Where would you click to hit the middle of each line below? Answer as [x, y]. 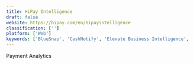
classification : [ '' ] [33, 28]
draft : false [22, 17]
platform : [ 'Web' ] [29, 34]
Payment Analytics [29, 56]
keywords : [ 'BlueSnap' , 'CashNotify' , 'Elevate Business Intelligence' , [98, 39]
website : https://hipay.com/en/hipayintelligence [69, 22]
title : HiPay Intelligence [39, 12]
